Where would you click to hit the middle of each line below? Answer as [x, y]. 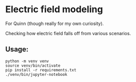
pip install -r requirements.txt [41, 70]
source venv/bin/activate [33, 65]
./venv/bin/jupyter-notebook [36, 74]
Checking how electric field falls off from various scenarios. [68, 33]
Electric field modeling [54, 9]
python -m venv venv [27, 61]
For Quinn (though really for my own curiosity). [54, 23]
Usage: [17, 49]
